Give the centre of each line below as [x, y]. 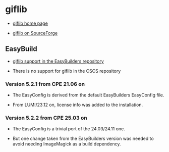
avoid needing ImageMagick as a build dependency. [67, 144]
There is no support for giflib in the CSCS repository [67, 71]
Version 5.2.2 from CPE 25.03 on [46, 118]
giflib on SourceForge [35, 33]
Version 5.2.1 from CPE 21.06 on [45, 84]
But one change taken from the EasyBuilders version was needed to [83, 139]
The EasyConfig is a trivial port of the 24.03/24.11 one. [69, 129]
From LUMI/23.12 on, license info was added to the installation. [77, 105]
